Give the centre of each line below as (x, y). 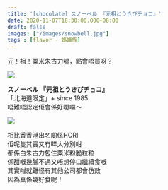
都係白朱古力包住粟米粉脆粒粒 (51, 153)
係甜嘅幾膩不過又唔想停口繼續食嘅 (57, 162)
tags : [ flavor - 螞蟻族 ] (44, 40)
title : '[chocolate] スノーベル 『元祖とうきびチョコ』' (84, 14)
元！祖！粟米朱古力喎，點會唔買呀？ (60, 61)
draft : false (27, 27)
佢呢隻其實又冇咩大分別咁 (45, 144)
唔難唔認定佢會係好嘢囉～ (45, 107)
